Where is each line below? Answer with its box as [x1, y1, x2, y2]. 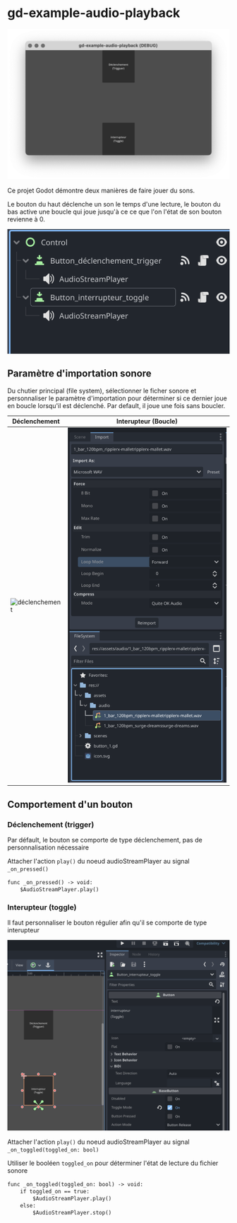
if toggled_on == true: [20, 1188, 90, 1195]
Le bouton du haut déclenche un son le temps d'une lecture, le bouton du [7, 199, 221, 208]
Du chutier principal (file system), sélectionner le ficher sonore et [7, 386, 197, 395]
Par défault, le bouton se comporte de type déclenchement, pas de [7, 835, 202, 844]
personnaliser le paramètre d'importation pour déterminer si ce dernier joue [7, 394, 227, 402]
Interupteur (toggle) [7, 902, 77, 912]
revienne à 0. [7, 214, 46, 224]
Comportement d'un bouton [7, 798, 133, 811]
